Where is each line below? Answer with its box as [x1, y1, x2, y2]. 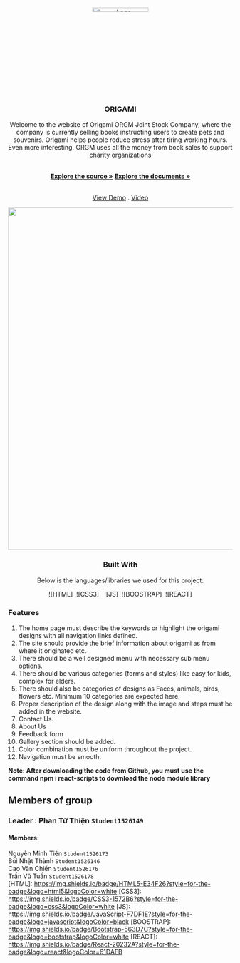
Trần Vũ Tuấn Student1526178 [8, 872, 95, 880]
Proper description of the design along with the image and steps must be [18, 699, 233, 708]
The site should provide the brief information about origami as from [18, 639, 216, 647]
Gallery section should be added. [18, 737, 116, 746]
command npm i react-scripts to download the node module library [8, 773, 211, 782]
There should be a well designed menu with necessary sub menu [18, 654, 210, 662]
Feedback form [18, 729, 63, 738]
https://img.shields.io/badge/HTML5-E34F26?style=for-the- [33, 880, 211, 888]
